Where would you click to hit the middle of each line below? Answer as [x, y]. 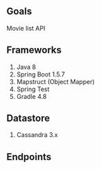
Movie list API [26, 28]
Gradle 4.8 [31, 96]
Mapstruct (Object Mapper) [55, 81]
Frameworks [34, 50]
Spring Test [33, 89]
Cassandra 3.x [37, 135]
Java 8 [26, 67]
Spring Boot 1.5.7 [40, 74]
